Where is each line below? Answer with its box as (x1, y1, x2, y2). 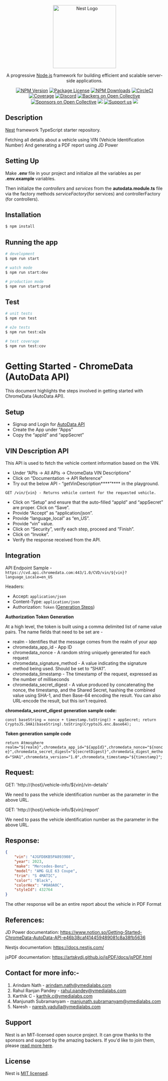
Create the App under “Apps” (12, 427, 73, 433)
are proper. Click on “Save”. (12, 505, 70, 510)
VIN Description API (5, 447, 69, 455)
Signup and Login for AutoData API (12, 421, 85, 427)
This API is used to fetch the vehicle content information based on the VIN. (5, 460, 160, 466)
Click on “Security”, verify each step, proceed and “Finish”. (12, 526, 135, 532)
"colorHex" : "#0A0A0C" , (14, 882, 64, 888)
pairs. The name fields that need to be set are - (5, 629, 103, 635)
